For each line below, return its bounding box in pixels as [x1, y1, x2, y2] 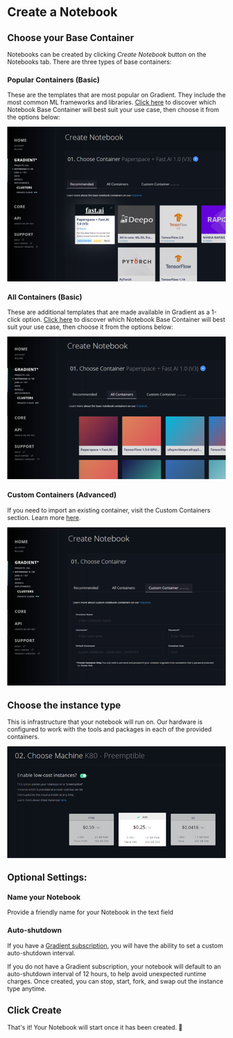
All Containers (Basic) [7, 292, 83, 302]
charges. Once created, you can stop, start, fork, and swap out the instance [7, 977, 224, 985]
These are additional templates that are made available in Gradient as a [7, 307, 210, 316]
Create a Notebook [7, 4, 118, 20]
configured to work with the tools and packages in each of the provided [7, 725, 212, 733]
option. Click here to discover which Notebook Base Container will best [21, 315, 225, 323]
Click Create [7, 1005, 62, 1016]
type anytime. [7, 984, 46, 993]
